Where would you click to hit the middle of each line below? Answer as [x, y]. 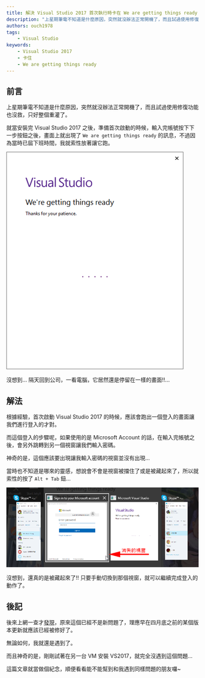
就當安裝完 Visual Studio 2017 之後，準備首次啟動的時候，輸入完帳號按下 [98, 128]
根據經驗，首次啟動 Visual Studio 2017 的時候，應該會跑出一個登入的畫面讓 [100, 417]
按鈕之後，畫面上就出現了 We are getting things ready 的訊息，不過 [103, 135]
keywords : [19, 45]
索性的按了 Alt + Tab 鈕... [39, 478]
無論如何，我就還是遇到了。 [41, 643]
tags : [13, 32]
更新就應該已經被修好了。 [44, 630]
